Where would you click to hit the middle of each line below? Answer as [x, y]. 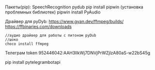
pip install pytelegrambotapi [33, 62]
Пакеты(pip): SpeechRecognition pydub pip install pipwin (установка [74, 7]
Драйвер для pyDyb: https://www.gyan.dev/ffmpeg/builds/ [64, 21]
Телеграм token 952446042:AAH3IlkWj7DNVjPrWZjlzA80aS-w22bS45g [78, 53]
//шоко [12, 40]
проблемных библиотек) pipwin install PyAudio [53, 12]
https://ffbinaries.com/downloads [38, 27]
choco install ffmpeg [27, 44]
